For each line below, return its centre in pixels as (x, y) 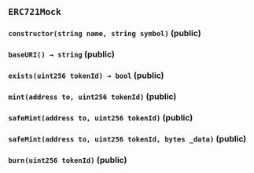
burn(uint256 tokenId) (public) (68, 160)
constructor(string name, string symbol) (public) (105, 33)
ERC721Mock (35, 12)
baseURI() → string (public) (62, 54)
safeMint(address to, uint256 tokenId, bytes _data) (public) (127, 138)
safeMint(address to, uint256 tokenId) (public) (101, 118)
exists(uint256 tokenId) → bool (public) (86, 75)
